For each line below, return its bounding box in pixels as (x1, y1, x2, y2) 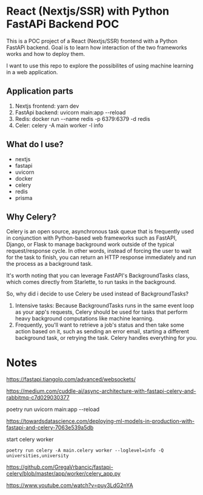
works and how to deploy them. (6, 50, 85, 57)
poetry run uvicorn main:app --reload (6, 406, 100, 413)
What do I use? (6, 139, 64, 150)
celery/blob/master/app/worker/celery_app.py (6, 470, 121, 477)
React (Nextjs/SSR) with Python (6, 4, 170, 18)
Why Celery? (6, 212, 56, 222)
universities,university (6, 453, 69, 459)
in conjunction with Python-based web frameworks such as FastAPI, (6, 234, 177, 241)
